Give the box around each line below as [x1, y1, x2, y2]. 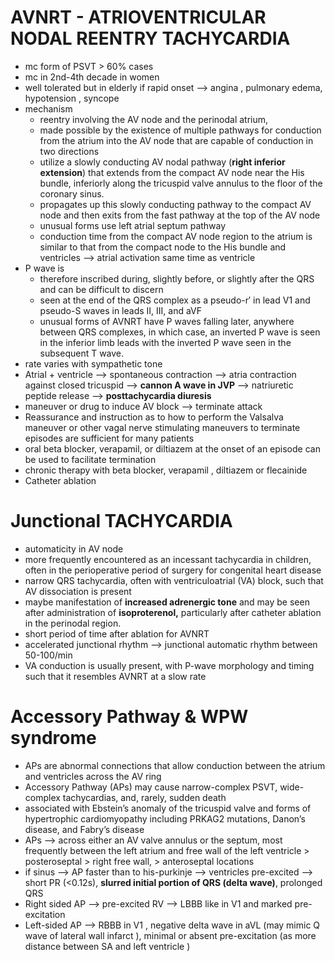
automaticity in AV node [24, 542, 124, 555]
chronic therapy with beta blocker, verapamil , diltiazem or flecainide [24, 464, 308, 476]
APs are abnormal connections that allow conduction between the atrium [24, 759, 326, 771]
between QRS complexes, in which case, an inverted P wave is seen [39, 326, 321, 338]
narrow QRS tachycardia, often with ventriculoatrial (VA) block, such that [24, 574, 324, 586]
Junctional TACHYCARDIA [10, 510, 233, 533]
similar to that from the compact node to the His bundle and [39, 241, 287, 253]
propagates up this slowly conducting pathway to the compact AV [39, 198, 312, 210]
